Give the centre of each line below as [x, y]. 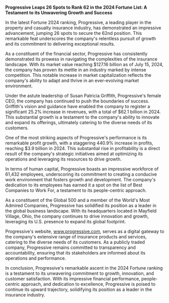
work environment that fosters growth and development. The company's [80, 180]
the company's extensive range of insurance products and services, [76, 237]
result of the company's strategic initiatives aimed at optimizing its [74, 154]
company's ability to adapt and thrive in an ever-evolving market [72, 81]
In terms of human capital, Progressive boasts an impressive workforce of [82, 169]
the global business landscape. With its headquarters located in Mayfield [81, 211]
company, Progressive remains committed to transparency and [71, 247]
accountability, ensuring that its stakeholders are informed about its [75, 253]
